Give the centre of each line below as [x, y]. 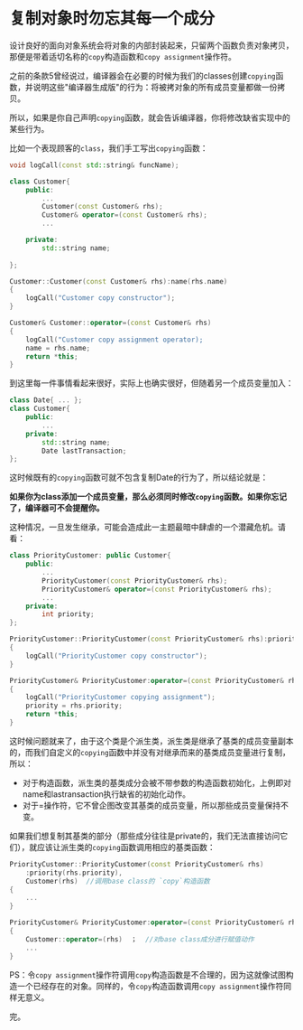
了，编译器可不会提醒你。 [57, 508]
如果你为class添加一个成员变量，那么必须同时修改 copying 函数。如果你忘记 [148, 497]
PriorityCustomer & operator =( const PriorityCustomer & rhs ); [157, 589]
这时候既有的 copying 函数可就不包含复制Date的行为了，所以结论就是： [139, 478]
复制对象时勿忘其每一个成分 [112, 19]
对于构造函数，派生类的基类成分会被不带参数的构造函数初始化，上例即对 [156, 782]
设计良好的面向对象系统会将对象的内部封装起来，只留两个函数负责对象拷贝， [151, 45]
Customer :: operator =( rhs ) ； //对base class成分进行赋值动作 [140, 939]
